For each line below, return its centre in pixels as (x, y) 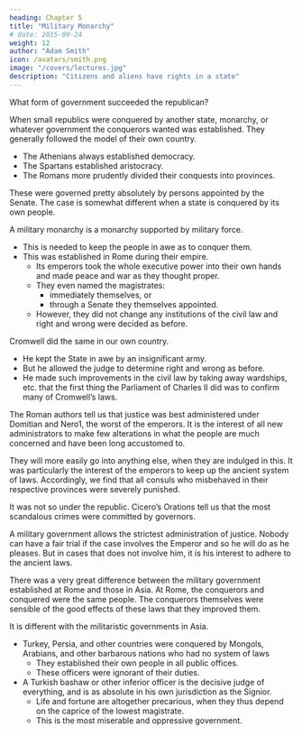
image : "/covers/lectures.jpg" (68, 69)
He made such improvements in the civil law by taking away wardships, (155, 377)
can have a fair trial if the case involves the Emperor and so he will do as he (150, 543)
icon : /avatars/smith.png (58, 60)
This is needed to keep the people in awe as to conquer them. (137, 247)
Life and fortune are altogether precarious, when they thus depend (160, 701)
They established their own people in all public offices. (137, 663)
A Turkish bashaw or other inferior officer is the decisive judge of (143, 682)
